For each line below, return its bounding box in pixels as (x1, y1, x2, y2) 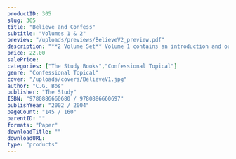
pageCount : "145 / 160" (7, 108, 77, 115)
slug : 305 (7, 17, 37, 24)
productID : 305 (7, 10, 52, 18)
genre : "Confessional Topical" (7, 69, 99, 76)
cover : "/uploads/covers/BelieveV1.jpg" (7, 75, 128, 83)
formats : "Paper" (7, 121, 58, 129)
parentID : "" (7, 115, 46, 122)
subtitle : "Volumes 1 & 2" (7, 30, 86, 37)
